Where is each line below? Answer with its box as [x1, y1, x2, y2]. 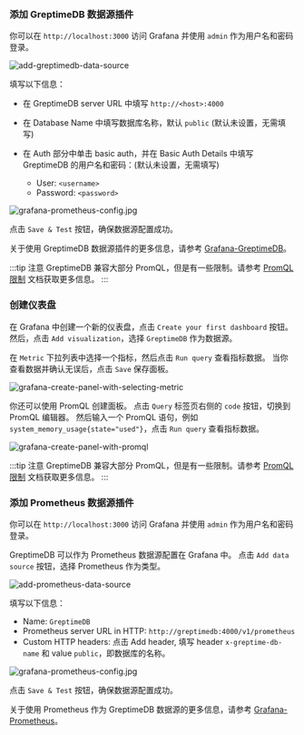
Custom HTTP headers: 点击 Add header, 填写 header [22, 636, 224, 647]
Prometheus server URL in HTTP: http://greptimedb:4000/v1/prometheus [22, 625, 296, 636]
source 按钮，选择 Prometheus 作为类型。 [9, 560, 166, 571]
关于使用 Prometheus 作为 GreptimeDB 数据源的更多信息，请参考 [9, 703, 252, 715]
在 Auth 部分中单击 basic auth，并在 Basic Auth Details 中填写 [22, 148, 254, 159]
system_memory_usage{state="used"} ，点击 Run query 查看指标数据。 [9, 423, 265, 434]
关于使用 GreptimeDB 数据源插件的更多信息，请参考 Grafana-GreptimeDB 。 [9, 243, 292, 254]
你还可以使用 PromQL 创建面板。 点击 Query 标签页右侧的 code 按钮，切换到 [9, 400, 291, 411]
